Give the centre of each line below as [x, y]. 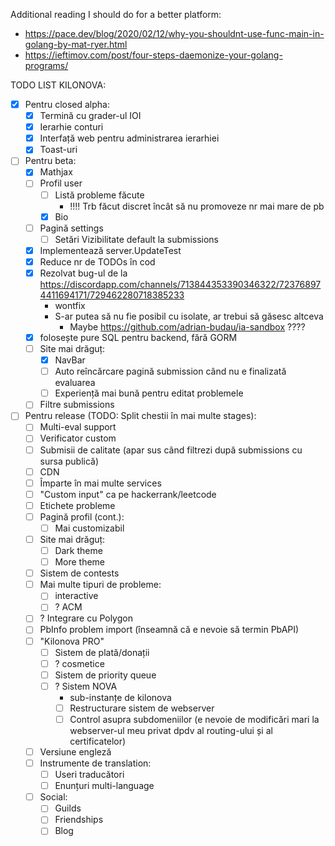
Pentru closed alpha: [67, 104]
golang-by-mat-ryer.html [76, 44]
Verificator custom [78, 438]
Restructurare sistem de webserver [142, 708]
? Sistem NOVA [86, 686]
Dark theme [78, 550]
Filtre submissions [77, 405]
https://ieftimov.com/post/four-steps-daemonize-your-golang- [153, 55]
